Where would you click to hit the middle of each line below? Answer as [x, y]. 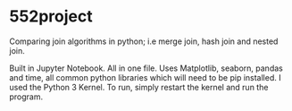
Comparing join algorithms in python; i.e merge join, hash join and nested [144, 41]
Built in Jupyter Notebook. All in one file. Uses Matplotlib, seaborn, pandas [146, 68]
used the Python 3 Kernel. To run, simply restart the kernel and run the [139, 87]
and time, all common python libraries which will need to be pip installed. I [145, 77]
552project [51, 17]
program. [26, 97]
